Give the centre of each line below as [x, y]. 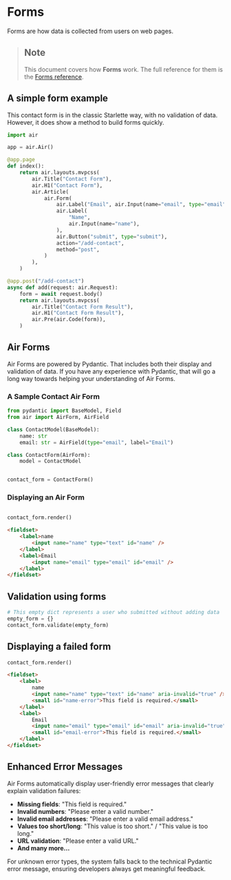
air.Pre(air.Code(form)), [69, 320]
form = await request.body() [61, 294]
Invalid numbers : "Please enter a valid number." [85, 811]
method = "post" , [78, 249]
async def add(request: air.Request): [63, 287]
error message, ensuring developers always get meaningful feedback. [107, 868]
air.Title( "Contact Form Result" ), [83, 307]
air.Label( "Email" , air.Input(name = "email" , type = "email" [141, 205]
